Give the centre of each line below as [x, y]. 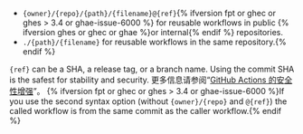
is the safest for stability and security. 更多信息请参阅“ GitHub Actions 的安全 [151, 80]
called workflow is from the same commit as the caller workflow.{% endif [146, 111]
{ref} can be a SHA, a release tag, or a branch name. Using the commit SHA [152, 69]
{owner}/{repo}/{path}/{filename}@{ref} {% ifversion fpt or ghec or [149, 13]
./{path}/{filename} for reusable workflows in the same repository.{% [154, 42]
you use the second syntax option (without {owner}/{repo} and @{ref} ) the [148, 101]
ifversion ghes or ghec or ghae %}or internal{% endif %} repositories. [152, 32]
